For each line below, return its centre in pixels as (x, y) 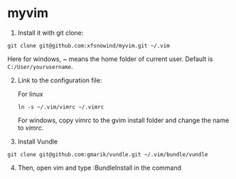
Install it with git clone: (50, 33)
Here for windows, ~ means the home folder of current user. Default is (110, 59)
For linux (31, 94)
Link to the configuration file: (60, 80)
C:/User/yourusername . (40, 66)
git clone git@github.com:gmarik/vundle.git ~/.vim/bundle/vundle (108, 154)
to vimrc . (31, 128)
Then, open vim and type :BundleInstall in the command (100, 168)
